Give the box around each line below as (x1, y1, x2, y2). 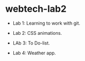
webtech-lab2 (5, 3, 67, 15)
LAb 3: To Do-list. (12, 39, 50, 46)
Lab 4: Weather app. (12, 50, 56, 56)
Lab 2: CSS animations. (12, 30, 62, 36)
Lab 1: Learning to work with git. (12, 20, 80, 26)
